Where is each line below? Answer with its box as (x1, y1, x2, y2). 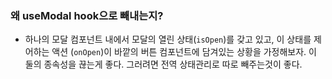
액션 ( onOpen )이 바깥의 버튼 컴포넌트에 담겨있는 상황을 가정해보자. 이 (51, 46, 317, 58)
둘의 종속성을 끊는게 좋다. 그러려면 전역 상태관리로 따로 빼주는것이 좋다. (24, 58, 303, 71)
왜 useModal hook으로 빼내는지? (10, 8, 164, 22)
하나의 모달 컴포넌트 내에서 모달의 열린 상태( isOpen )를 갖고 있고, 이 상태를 (24, 33, 312, 46)
